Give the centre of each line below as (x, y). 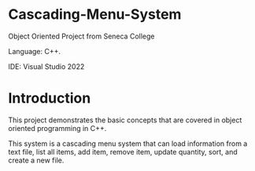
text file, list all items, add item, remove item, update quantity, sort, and (123, 151)
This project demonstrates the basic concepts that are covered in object (125, 120)
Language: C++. (35, 51)
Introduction (50, 98)
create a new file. (36, 160)
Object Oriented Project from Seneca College (81, 36)
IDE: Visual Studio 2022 (46, 66)
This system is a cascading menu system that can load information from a (128, 144)
